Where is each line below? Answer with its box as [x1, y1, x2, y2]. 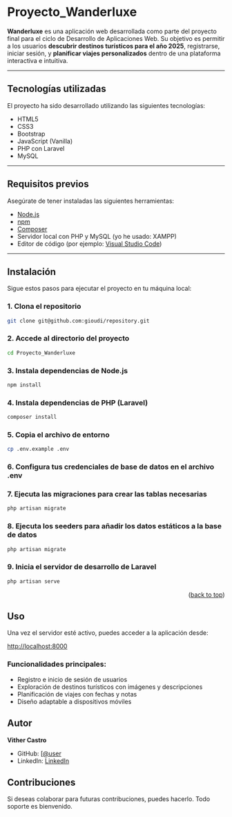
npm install [7, 381, 41, 388]
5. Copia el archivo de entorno [7, 430, 110, 440]
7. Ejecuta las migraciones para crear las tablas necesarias [7, 490, 207, 499]
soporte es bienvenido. [7, 802, 72, 811]
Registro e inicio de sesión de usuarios [17, 675, 128, 683]
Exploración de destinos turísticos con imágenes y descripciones [17, 683, 203, 691]
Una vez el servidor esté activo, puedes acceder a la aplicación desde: [7, 629, 209, 637]
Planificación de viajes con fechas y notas [17, 690, 137, 698]
